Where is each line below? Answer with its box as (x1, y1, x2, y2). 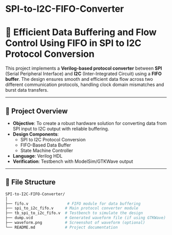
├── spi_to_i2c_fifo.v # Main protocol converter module (5, 206, 139, 211)
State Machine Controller (20, 147, 73, 154)
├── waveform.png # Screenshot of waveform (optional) (5, 220, 145, 225)
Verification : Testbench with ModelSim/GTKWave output (12, 158, 133, 164)
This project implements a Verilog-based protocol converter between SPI (5, 65, 162, 72)
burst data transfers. (5, 87, 49, 93)
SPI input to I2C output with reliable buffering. (12, 125, 109, 132)
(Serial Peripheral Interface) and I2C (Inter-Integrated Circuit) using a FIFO (5, 71, 162, 77)
